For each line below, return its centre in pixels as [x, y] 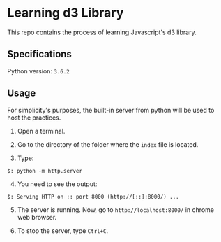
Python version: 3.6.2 [38, 71]
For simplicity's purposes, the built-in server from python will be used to [111, 110]
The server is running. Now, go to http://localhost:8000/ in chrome [116, 209]
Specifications [39, 54]
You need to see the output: [57, 184]
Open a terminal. [41, 131]
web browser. [37, 217]
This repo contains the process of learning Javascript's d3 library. [102, 32]
